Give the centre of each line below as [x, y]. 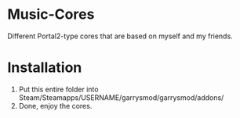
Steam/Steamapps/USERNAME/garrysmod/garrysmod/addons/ [121, 97]
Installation [45, 68]
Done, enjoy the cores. [55, 105]
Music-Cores [51, 14]
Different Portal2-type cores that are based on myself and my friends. [120, 36]
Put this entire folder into [58, 89]
